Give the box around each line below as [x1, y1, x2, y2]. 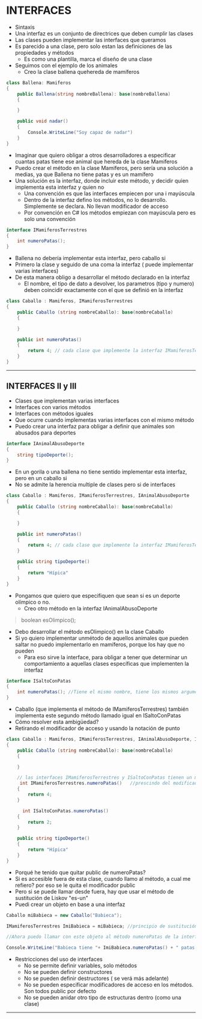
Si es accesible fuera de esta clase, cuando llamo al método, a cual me [14, 875, 191, 882]
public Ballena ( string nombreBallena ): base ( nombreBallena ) [17, 91, 171, 97]
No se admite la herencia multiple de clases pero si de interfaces [14, 481, 176, 488]
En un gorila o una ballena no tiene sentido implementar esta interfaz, [14, 468, 188, 475]
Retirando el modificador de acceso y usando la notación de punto [14, 725, 180, 732]
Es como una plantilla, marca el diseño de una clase [23, 55, 152, 62]
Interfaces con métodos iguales [14, 410, 94, 417]
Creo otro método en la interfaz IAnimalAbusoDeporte [23, 604, 158, 612]
